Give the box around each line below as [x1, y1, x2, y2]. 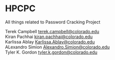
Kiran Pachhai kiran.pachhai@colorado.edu [5, 34, 93, 40]
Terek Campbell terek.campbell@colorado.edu [5, 28, 100, 34]
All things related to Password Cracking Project [5, 19, 101, 25]
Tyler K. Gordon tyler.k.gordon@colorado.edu [5, 49, 97, 55]
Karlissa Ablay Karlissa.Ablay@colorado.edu [5, 39, 95, 44]
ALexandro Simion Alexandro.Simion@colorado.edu [5, 44, 110, 50]
